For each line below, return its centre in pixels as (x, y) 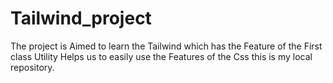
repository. (32, 67)
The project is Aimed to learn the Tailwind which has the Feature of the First (166, 46)
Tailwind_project (81, 18)
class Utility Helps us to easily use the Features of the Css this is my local (161, 56)
